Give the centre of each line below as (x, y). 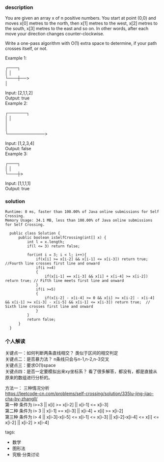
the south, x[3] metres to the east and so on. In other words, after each (77, 29)
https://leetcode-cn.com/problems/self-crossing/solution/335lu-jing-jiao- (79, 394)
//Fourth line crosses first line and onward (52, 263)
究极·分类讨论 (26, 454)
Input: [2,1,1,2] (19, 93)
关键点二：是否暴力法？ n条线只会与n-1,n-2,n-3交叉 (57, 359)
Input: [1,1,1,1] (18, 183)
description (19, 7)
